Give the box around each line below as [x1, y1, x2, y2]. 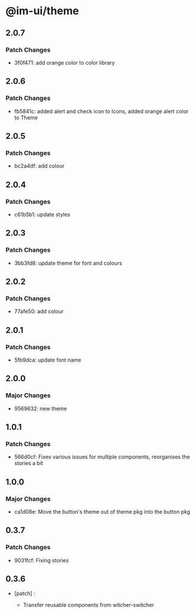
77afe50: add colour [14, 308, 64, 315]
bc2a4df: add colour [14, 162, 65, 170]
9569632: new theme [14, 405, 68, 412]
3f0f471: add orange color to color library [14, 59, 115, 66]
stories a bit [14, 460, 43, 467]
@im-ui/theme [5, 4, 80, 18]
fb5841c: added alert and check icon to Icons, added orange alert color [14, 107, 189, 115]
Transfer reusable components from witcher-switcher [23, 601, 154, 608]
